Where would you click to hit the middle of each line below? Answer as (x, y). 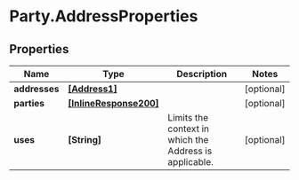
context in (188, 129)
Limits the (188, 117)
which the (188, 140)
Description (202, 74)
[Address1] (93, 89)
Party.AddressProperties (104, 16)
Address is (190, 151)
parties (29, 103)
